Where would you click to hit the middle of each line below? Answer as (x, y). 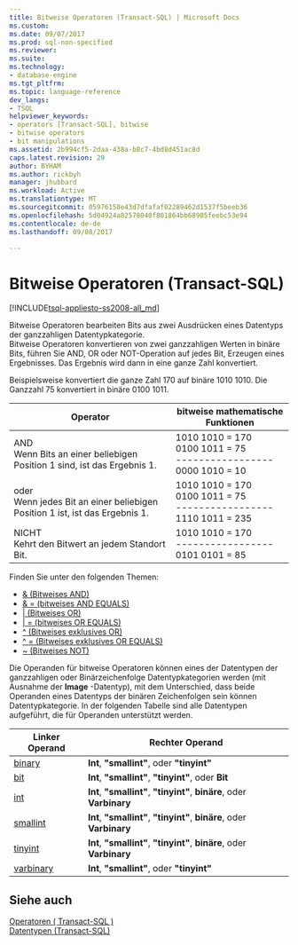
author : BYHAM (35, 166)
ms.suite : (27, 59)
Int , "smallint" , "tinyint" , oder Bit (158, 777)
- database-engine (43, 75)
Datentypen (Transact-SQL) (60, 931)
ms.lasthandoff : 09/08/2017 (61, 232)
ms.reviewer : (33, 51)
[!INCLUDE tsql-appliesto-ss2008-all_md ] (84, 308)
